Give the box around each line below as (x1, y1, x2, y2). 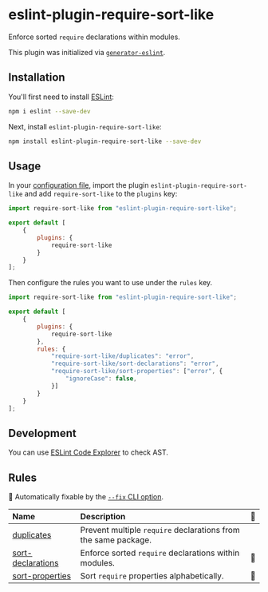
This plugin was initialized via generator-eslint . (8, 47, 166, 57)
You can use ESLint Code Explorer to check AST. (8, 447, 169, 457)
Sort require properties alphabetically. (80, 570, 225, 582)
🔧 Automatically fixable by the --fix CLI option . (8, 492, 164, 502)
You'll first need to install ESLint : (8, 92, 114, 101)
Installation (8, 70, 65, 85)
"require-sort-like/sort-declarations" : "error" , (50, 360, 219, 368)
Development (8, 426, 77, 440)
